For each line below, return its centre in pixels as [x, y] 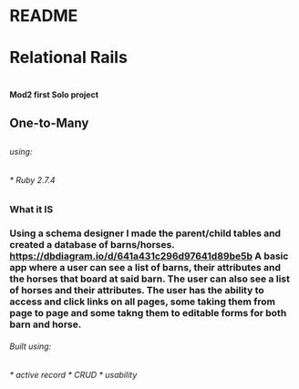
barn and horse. [46, 324]
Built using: [31, 346]
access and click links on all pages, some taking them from [143, 302]
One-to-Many [49, 123]
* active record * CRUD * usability [73, 374]
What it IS [31, 209]
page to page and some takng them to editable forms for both [148, 313]
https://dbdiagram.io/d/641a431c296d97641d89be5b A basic [149, 256]
